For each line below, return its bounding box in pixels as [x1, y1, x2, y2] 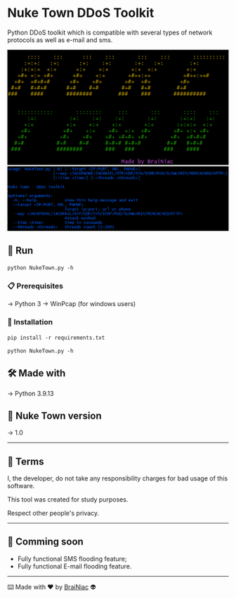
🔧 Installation [7, 317, 53, 327]
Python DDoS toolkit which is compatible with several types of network [7, 28, 213, 37]
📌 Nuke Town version [7, 409, 102, 421]
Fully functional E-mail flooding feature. [17, 561, 132, 571]
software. [7, 481, 35, 490]
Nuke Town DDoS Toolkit [7, 5, 155, 21]
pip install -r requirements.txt [7, 334, 105, 341]
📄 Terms [7, 455, 44, 467]
